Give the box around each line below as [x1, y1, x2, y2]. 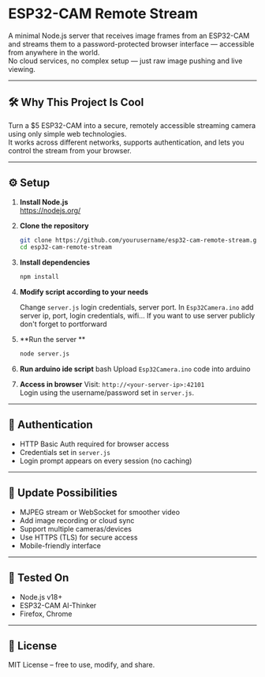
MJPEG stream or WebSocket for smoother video [19, 507, 180, 517]
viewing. [8, 64, 35, 73]
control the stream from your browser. [8, 145, 132, 155]
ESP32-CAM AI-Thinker [19, 600, 97, 610]
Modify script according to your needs [19, 288, 148, 297]
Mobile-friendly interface [19, 540, 101, 550]
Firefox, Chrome [19, 609, 73, 619]
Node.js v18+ [19, 592, 63, 601]
